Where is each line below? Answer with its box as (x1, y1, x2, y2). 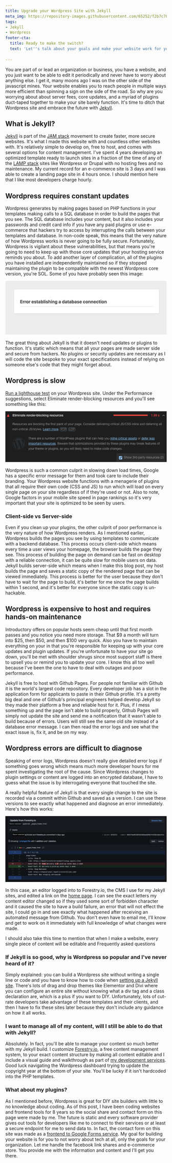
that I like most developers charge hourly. (5, 177, 93, 183)
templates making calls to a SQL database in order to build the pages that (5, 211, 160, 217)
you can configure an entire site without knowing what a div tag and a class (5, 988, 165, 994)
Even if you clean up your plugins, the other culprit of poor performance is (5, 524, 162, 531)
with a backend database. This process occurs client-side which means (5, 541, 157, 547)
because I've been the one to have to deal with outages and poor (5, 664, 143, 670)
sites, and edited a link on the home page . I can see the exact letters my (5, 892, 157, 898)
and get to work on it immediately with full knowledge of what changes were (5, 920, 166, 926)
